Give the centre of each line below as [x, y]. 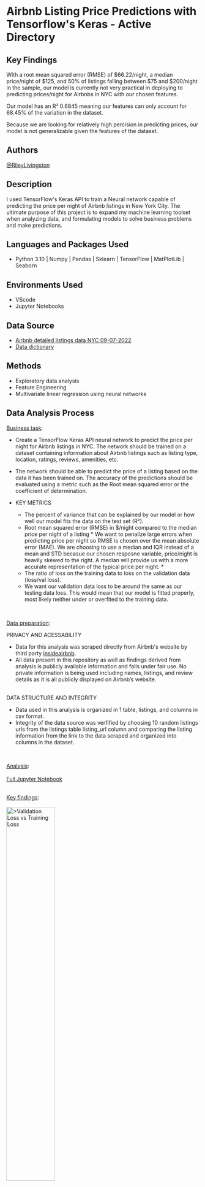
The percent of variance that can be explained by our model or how [109, 514]
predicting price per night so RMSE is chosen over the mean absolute [112, 540]
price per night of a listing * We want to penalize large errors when [108, 534]
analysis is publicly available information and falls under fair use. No [101, 666]
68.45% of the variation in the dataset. [55, 113]
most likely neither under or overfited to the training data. [96, 599]
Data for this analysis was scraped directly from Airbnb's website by [101, 647]
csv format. [30, 716]
